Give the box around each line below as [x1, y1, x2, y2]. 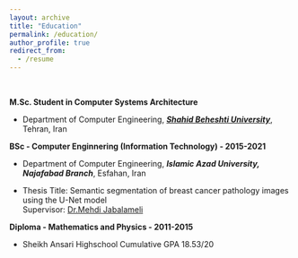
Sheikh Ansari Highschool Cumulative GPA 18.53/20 [22, 239, 215, 249]
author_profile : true [9, 38, 91, 47]
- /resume [17, 55, 54, 64]
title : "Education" [9, 21, 83, 30]
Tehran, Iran [22, 124, 67, 134]
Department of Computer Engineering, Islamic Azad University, [22, 159, 260, 168]
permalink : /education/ [9, 30, 99, 39]
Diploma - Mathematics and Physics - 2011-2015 [9, 221, 194, 232]
